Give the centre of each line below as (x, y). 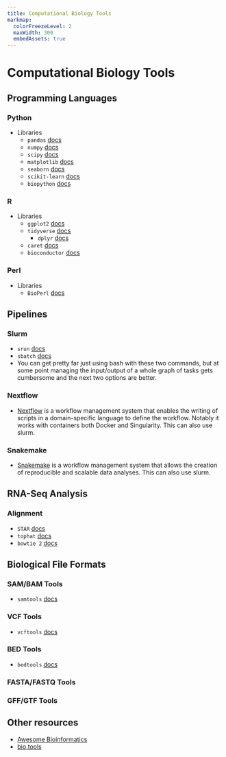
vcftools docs (37, 632)
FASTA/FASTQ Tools (41, 682)
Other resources (43, 723)
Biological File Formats (56, 564)
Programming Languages (62, 98)
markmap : (20, 20)
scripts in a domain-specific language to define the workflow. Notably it (118, 418)
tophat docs (34, 536)
